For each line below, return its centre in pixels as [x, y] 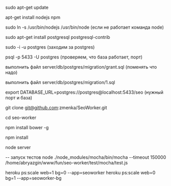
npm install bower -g [27, 127]
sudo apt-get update [27, 7]
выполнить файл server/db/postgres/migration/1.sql [60, 82]
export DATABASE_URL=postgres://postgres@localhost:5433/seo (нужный [84, 92]
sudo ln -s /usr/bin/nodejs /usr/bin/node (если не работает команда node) [85, 27]
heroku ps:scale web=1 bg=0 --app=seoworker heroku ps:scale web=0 [80, 173]
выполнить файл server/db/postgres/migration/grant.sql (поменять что [81, 67]
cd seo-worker [21, 118]
